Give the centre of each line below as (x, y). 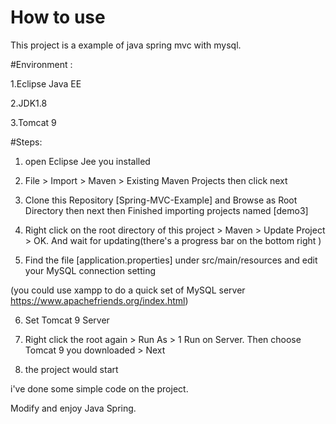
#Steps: (26, 142)
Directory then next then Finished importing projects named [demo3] (166, 210)
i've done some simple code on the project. (99, 388)
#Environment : (41, 64)
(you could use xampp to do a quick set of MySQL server (128, 290)
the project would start (71, 369)
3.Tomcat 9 (33, 122)
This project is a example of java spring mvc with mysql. (126, 45)
